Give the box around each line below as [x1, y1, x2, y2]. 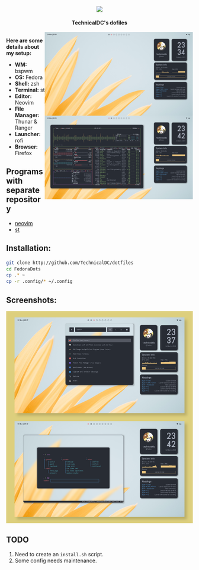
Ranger [14, 124, 33, 131]
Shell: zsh [14, 80, 40, 87]
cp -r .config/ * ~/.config [6, 279, 73, 285]
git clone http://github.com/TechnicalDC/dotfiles [6, 260, 134, 266]
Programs [6, 166, 43, 177]
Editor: [14, 93, 32, 100]
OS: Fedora [14, 74, 43, 81]
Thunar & [14, 118, 37, 125]
